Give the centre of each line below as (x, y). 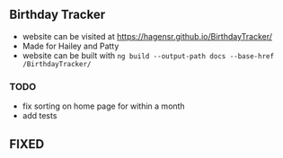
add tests (40, 116)
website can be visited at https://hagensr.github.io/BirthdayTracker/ (147, 36)
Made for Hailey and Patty (71, 46)
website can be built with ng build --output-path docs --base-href (148, 55)
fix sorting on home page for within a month (104, 106)
